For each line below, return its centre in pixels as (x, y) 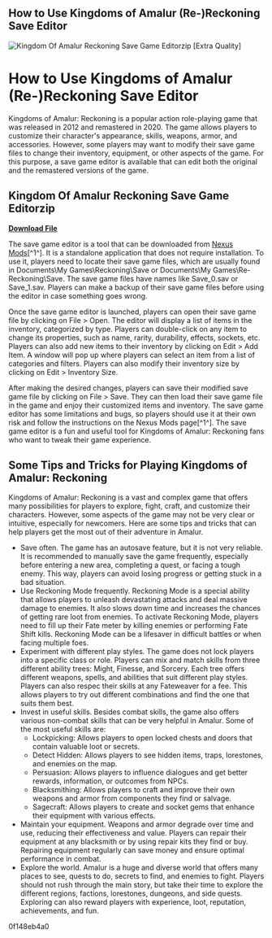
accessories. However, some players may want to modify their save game (132, 144)
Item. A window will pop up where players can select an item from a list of (132, 355)
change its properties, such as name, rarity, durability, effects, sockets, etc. (134, 338)
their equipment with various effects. (94, 816)
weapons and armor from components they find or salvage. (132, 798)
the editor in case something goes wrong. (78, 295)
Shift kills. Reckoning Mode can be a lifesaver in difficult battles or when (140, 635)
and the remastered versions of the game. (78, 170)
